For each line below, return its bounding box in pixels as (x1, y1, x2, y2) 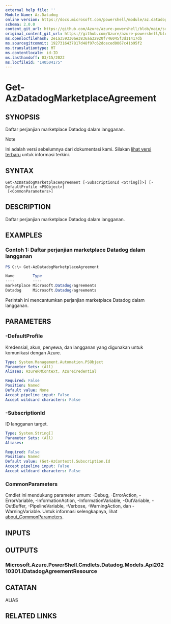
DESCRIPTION (5, 203, 51, 211)
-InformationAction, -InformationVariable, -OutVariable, (35, 497, 151, 503)
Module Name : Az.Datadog (5, 12, 58, 17)
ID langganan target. (5, 421, 48, 427)
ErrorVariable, (5, 497, 35, 503)
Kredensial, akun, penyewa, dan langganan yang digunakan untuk (5, 344, 144, 350)
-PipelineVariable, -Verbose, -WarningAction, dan (27, 503, 131, 509)
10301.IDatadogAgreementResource (5, 567, 98, 574)
